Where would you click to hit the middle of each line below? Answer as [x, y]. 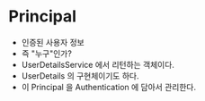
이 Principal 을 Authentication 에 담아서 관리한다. [109, 87]
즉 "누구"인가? [47, 53]
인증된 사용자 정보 [53, 42]
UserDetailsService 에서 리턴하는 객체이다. [98, 64]
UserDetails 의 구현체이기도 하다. [80, 76]
